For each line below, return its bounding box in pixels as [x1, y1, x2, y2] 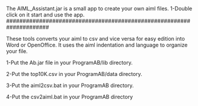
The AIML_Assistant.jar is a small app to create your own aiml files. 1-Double [6, 5, 193, 12]
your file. [6, 48, 28, 55]
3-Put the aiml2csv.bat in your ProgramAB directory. [6, 82, 134, 89]
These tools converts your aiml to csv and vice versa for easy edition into [6, 35, 185, 42]
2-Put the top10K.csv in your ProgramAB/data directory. [6, 71, 142, 77]
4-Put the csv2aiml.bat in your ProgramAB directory [6, 94, 133, 100]
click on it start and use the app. [6, 11, 85, 18]
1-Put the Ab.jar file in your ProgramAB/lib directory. [6, 59, 133, 66]
